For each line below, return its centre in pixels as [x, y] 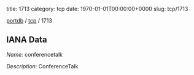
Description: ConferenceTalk [42, 66]
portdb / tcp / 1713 [29, 20]
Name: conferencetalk [35, 54]
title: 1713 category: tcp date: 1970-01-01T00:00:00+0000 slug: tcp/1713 [97, 9]
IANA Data [27, 40]
